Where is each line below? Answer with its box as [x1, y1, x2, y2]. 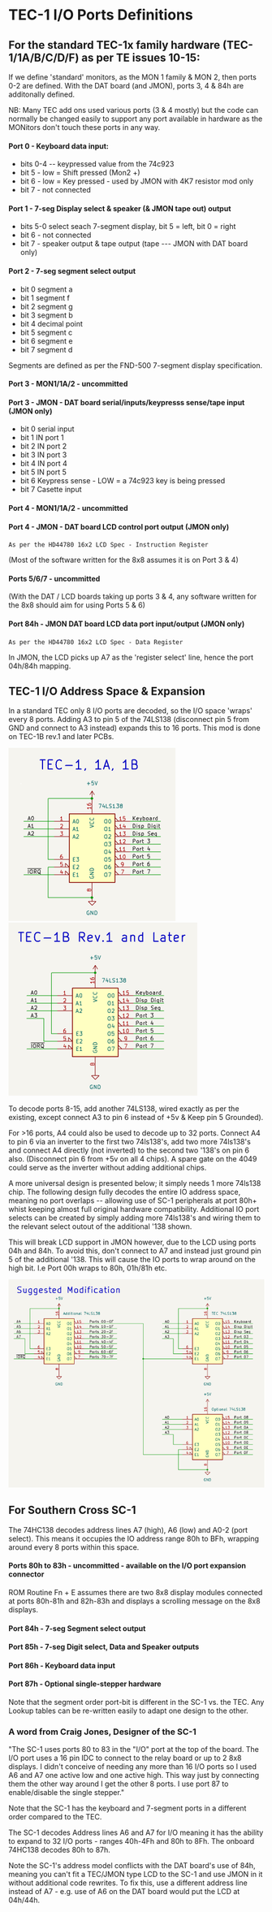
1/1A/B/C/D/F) [8, 50, 80, 64]
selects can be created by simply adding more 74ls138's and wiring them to [8, 1213, 261, 1223]
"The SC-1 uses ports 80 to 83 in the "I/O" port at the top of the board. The [8, 1745, 260, 1754]
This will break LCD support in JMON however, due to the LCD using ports [8, 1237, 257, 1248]
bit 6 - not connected [19, 230, 92, 240]
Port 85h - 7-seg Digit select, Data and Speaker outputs [8, 1642, 200, 1652]
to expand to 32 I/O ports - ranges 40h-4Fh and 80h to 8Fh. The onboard [8, 1836, 255, 1846]
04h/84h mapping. [8, 660, 71, 671]
